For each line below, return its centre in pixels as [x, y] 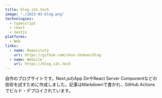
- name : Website [26, 59]
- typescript [23, 23]
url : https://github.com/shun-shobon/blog [58, 55]
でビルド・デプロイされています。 [39, 91]
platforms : [16, 37]
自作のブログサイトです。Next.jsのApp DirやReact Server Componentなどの [81, 78]
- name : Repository [29, 50]
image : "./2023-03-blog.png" [35, 14]
